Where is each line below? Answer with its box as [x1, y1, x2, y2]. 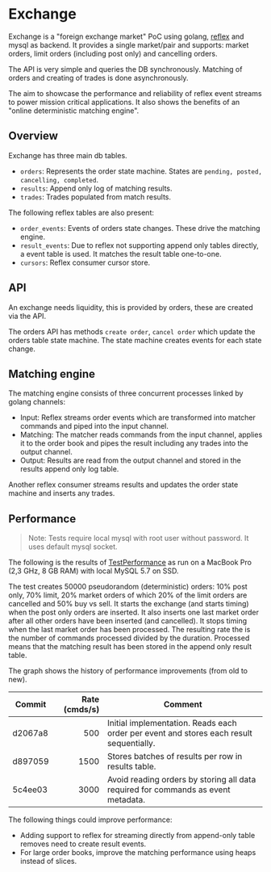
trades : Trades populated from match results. [19, 191, 172, 202]
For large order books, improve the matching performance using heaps [19, 848, 256, 857]
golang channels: [8, 397, 66, 407]
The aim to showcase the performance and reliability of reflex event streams [8, 88, 262, 98]
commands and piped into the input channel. [19, 421, 169, 431]
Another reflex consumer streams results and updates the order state [8, 480, 239, 489]
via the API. [8, 311, 47, 321]
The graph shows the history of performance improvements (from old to [8, 666, 248, 676]
